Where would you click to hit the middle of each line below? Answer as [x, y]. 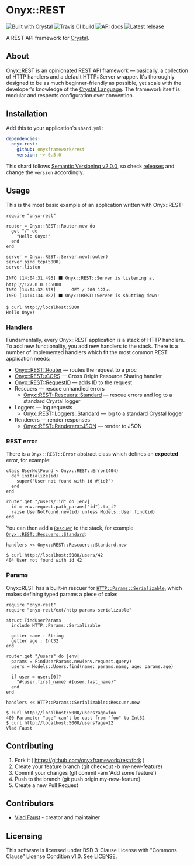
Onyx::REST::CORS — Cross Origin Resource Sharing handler [88, 376]
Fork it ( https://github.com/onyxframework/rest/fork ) [79, 760]
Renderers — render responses [52, 420]
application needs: [28, 359]
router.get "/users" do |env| [43, 656]
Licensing [24, 836]
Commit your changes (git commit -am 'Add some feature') [85, 772]
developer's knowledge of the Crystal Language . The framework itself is [93, 89]
